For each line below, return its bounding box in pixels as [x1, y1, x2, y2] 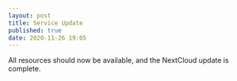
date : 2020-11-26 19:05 [8, 33, 87, 42]
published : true [8, 26, 62, 34]
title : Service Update [8, 19, 83, 27]
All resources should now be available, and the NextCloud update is [8, 56, 229, 65]
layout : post [8, 11, 52, 20]
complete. [8, 64, 41, 74]
